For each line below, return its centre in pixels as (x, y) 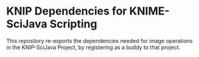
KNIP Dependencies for (67, 11)
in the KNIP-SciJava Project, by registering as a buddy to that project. (93, 47)
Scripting (73, 24)
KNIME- (149, 11)
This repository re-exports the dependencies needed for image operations (100, 41)
